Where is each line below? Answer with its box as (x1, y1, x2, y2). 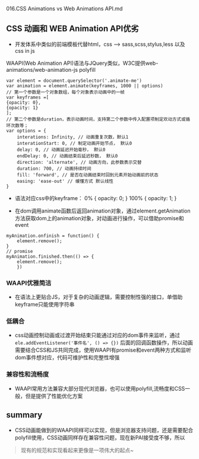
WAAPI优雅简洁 (6, 278, 52, 287)
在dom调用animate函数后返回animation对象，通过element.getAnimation (14, 207, 191, 214)
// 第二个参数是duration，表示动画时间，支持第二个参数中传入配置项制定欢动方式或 (6, 116, 186, 122)
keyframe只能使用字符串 (14, 301, 75, 308)
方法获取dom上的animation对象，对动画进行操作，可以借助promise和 (14, 214, 184, 221)
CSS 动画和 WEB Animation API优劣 (6, 24, 139, 34)
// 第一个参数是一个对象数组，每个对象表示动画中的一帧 (6, 89, 125, 95)
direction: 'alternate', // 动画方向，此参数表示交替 (17, 159, 142, 165)
